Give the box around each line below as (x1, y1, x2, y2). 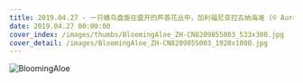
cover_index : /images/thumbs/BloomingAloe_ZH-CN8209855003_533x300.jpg (9, 30, 284, 39)
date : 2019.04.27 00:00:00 (9, 22, 111, 31)
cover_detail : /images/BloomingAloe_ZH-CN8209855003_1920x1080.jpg (9, 38, 269, 48)
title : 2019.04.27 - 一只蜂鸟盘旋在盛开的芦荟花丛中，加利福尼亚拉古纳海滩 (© (9, 13, 277, 23)
